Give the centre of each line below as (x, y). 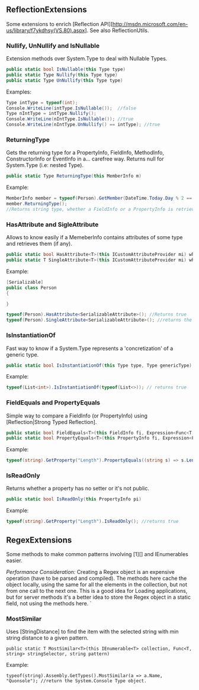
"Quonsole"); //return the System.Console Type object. (76, 681)
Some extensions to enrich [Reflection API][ (60, 24)
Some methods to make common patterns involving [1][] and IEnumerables (97, 554)
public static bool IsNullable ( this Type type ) (66, 70)
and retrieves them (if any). (39, 244)
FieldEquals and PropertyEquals (53, 403)
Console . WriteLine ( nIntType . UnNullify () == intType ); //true (83, 125)
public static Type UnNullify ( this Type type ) (65, 80)
